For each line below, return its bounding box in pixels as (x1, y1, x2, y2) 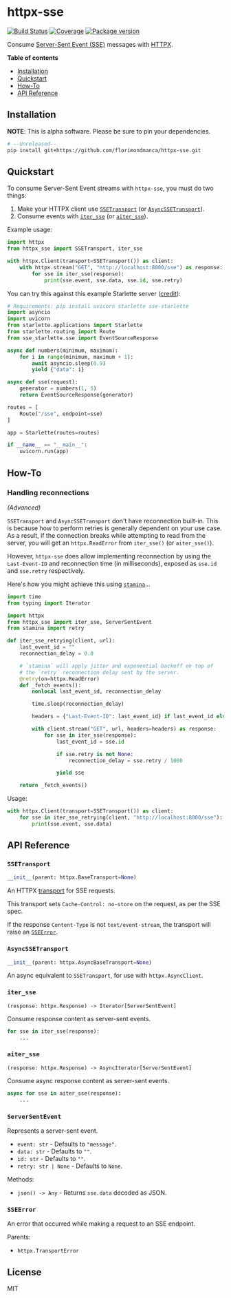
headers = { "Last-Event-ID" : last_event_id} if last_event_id (32, 713, 214, 720)
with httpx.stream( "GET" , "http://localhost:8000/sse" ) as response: (19, 264, 223, 271)
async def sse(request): (7, 379, 78, 386)
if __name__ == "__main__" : (7, 441, 88, 448)
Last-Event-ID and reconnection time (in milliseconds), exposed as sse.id (7, 559, 217, 567)
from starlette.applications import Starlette (7, 322, 143, 329)
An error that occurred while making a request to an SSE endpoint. (7, 1220, 196, 1228)
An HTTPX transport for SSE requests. (7, 886, 115, 895)
